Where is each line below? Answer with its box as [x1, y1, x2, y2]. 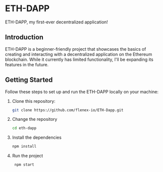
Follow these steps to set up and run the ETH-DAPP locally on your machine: [5, 89, 159, 95]
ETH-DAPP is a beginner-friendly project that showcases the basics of [5, 46, 146, 52]
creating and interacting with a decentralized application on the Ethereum [5, 51, 152, 57]
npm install [12, 144, 36, 149]
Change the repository [12, 116, 57, 122]
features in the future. [5, 61, 49, 67]
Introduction [5, 33, 44, 41]
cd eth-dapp [12, 126, 36, 131]
